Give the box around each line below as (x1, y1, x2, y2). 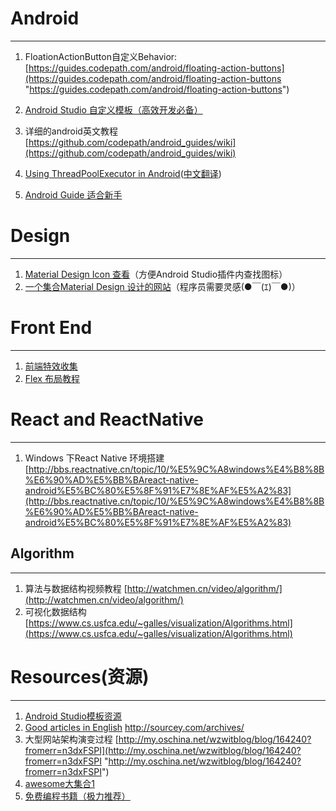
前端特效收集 (24, 360, 78, 372)
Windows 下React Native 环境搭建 (24, 452, 165, 464)
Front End (10, 317, 93, 339)
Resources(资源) (10, 665, 150, 688)
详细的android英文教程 (24, 125, 118, 137)
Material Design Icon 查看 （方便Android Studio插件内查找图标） (24, 268, 288, 280)
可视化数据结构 (24, 605, 87, 617)
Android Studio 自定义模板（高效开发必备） (24, 103, 203, 116)
